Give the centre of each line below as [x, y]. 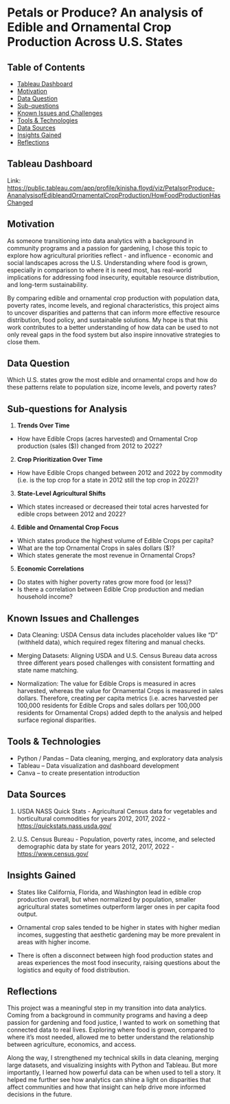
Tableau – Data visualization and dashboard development [98, 765]
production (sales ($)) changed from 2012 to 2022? [90, 446]
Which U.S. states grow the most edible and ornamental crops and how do [112, 380]
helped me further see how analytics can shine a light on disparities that [109, 1080]
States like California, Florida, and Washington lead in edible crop [109, 892]
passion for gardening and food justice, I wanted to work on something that [114, 1023]
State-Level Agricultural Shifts [61, 493]
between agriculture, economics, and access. [72, 1045]
